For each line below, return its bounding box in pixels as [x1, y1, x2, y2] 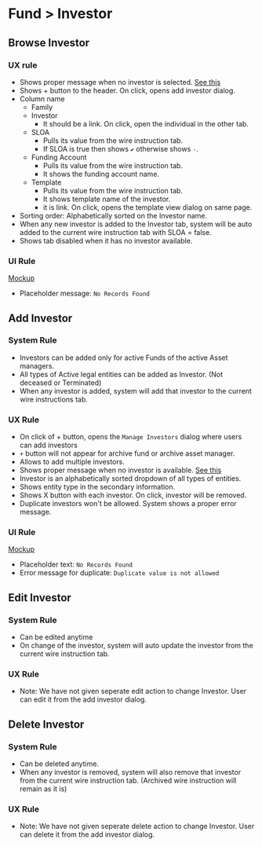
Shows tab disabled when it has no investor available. [19, 236, 193, 245]
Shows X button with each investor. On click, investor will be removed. [19, 490, 247, 500]
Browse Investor [8, 36, 90, 49]
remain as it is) [19, 784, 67, 794]
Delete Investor [8, 717, 85, 731]
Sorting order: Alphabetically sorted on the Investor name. [19, 211, 208, 220]
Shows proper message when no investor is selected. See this [19, 77, 221, 86]
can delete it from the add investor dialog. [19, 830, 155, 839]
